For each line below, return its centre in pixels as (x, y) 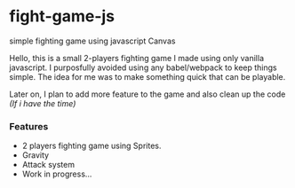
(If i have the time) (43, 103)
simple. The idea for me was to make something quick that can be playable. (147, 76)
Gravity (36, 155)
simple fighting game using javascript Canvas (92, 41)
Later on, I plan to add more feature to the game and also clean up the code (147, 94)
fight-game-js (62, 16)
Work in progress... (57, 174)
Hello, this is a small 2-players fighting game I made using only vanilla (137, 58)
